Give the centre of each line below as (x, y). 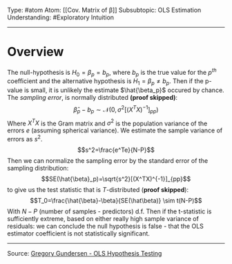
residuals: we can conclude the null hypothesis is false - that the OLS (105, 226)
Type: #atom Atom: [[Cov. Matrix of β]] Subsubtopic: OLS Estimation (104, 10)
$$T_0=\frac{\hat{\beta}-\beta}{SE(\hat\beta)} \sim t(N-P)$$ (116, 200)
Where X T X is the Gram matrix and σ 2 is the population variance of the (107, 123)
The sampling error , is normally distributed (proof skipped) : (93, 98)
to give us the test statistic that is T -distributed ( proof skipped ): (98, 189)
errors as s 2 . (25, 138)
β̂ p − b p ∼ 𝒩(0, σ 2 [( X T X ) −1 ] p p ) (116, 109)
